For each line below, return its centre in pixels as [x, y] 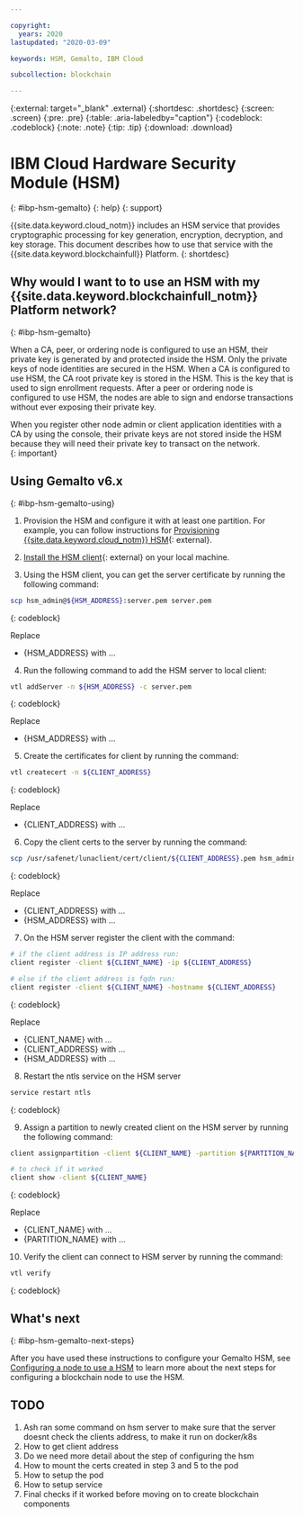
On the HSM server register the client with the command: [129, 938]
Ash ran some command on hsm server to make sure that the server [150, 1427]
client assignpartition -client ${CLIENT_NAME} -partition [123, 1153]
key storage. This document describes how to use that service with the [142, 245]
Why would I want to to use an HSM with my [135, 282]
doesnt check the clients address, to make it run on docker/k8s [140, 1436]
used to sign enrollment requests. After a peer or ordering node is [132, 387]
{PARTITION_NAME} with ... [74, 1240]
